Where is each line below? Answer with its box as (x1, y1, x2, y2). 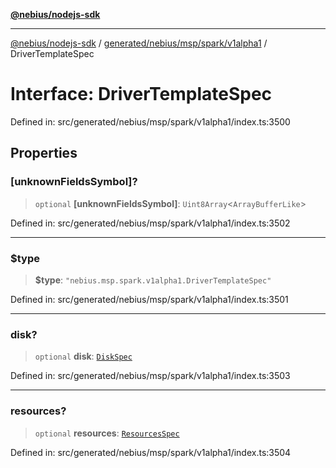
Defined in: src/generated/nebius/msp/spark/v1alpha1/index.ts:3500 (10, 115, 291, 128)
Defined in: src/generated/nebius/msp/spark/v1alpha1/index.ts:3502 (10, 217, 291, 229)
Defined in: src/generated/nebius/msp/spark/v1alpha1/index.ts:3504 (10, 446, 292, 458)
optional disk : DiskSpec (34, 350, 133, 363)
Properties (10, 145, 78, 162)
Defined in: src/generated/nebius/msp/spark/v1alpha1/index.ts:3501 (10, 293, 289, 305)
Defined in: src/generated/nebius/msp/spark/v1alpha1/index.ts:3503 (10, 370, 291, 382)
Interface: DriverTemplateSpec (10, 83, 273, 106)
